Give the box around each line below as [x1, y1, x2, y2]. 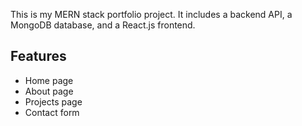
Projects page [24, 95, 83, 108]
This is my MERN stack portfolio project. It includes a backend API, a [10, 9, 293, 20]
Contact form [24, 106, 80, 118]
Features [10, 48, 67, 65]
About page [24, 85, 74, 97]
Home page [24, 74, 74, 86]
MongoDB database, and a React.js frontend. [10, 19, 196, 31]
